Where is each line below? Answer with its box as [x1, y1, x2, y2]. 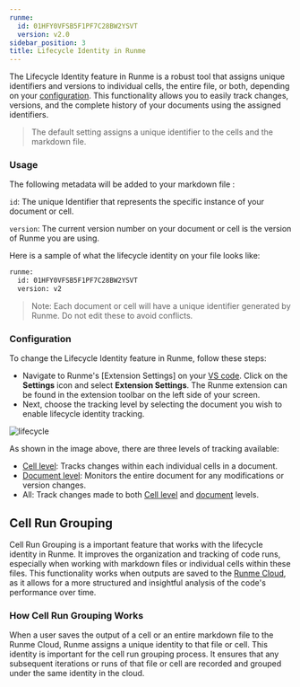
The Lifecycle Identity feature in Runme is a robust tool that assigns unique [9, 71, 285, 82]
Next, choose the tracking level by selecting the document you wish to [21, 399, 282, 410]
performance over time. [9, 587, 97, 598]
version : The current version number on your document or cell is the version [9, 224, 292, 234]
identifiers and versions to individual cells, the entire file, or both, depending [9, 81, 290, 92]
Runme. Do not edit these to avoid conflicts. [30, 311, 193, 321]
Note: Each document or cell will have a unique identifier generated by [30, 301, 291, 312]
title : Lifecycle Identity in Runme [9, 47, 146, 56]
